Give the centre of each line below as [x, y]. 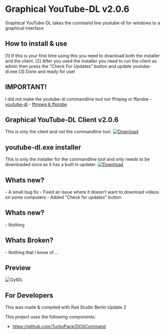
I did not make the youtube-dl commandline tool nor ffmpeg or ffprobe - [79, 99]
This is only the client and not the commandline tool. [58, 132]
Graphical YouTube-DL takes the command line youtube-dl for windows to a [82, 23]
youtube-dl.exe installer [43, 147]
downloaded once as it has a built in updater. [51, 165]
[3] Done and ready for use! [47, 71]
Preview [18, 268]
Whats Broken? [29, 241]
